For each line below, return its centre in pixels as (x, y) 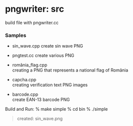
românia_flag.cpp (30, 65)
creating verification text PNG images (50, 85)
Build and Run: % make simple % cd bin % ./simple (56, 109)
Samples (16, 35)
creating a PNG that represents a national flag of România (70, 70)
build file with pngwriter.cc (32, 23)
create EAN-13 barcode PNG (41, 100)
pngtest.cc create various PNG (43, 55)
